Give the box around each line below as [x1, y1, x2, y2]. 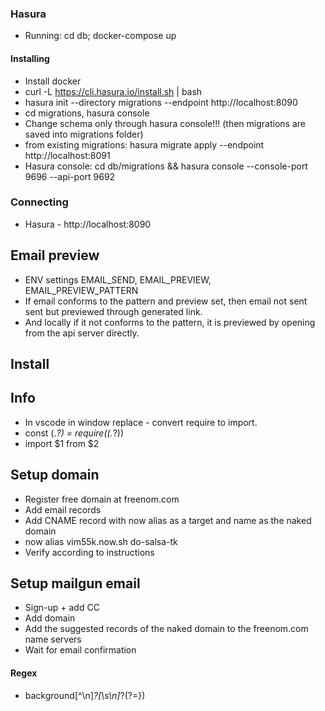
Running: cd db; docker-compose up [24, 30, 177, 42]
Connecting [10, 195, 69, 209]
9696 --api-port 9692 [24, 170, 116, 182]
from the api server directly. [24, 327, 140, 339]
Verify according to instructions [24, 546, 155, 558]
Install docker [24, 75, 82, 87]
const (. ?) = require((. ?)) [24, 427, 125, 439]
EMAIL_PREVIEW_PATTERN [24, 284, 139, 296]
